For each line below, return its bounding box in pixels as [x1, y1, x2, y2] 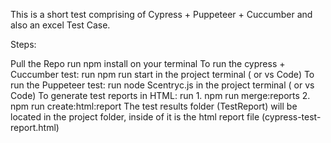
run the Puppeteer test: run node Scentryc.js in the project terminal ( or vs [10, 79, 315, 91]
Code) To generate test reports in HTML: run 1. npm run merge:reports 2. [10, 90, 311, 101]
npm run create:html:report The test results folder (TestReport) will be [10, 100, 298, 112]
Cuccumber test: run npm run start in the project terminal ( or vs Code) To [10, 69, 315, 80]
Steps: [10, 39, 37, 50]
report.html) [10, 122, 60, 133]
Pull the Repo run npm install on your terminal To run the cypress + [10, 58, 286, 69]
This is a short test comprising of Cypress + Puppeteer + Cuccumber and [10, 9, 313, 20]
